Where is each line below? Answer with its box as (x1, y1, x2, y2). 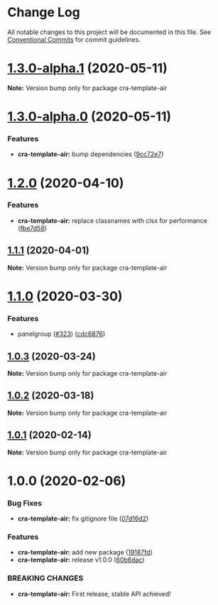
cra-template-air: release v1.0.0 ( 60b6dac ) (17, 555, 145, 565)
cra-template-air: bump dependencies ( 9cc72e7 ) (17, 150, 164, 158)
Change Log (7, 4, 80, 21)
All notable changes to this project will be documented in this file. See (7, 28, 212, 36)
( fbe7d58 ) (17, 224, 48, 232)
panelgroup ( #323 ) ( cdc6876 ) (17, 329, 106, 338)
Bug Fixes (7, 498, 43, 508)
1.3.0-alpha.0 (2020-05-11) (7, 109, 172, 125)
